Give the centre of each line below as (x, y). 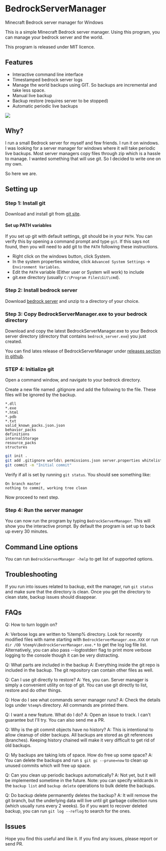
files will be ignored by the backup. (41, 395)
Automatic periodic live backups (45, 106)
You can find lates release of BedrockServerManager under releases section (83, 351)
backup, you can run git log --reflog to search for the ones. (68, 811)
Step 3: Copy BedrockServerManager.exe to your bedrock (76, 314)
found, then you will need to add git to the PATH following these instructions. (82, 247)
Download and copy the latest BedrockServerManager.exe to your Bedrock (82, 331)
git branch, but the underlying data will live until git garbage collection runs (81, 800)
